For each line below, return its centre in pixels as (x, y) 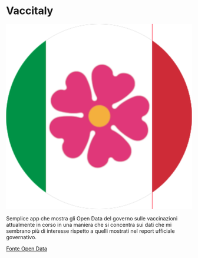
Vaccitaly (30, 11)
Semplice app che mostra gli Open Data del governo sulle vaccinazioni (92, 218)
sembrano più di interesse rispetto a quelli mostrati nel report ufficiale (90, 231)
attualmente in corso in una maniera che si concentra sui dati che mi (89, 225)
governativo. (22, 237)
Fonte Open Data (27, 249)
